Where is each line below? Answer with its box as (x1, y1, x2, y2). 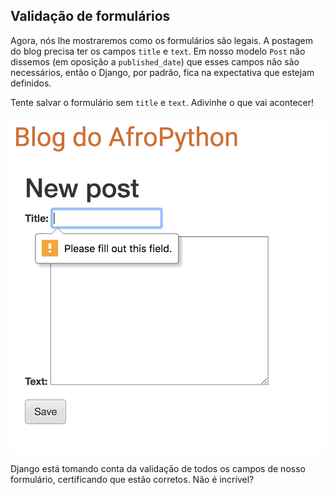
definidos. (10, 77, 52, 89)
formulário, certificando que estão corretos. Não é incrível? (10, 474, 255, 486)
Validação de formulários (10, 8, 171, 25)
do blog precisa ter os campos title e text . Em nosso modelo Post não (10, 45, 306, 57)
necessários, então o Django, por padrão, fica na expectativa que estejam (10, 66, 315, 78)
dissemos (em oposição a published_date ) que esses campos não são (10, 55, 300, 68)
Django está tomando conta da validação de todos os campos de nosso (10, 463, 306, 475)
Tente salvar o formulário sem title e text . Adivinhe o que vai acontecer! (10, 96, 315, 108)
